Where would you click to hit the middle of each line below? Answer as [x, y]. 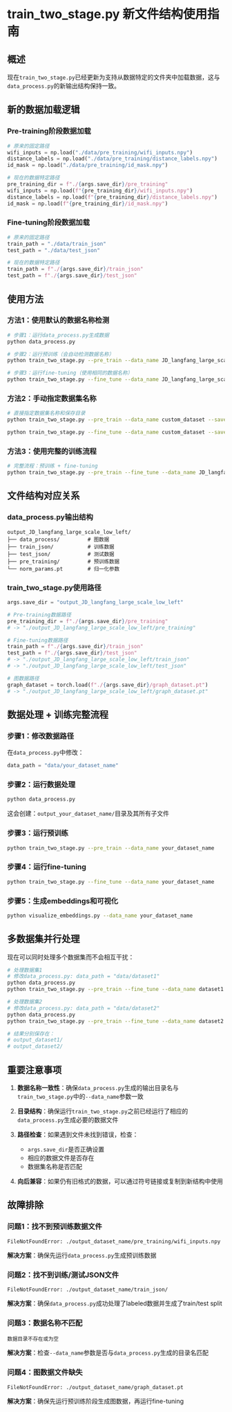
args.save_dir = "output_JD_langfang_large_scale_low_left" [96, 602]
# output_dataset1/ [35, 1040]
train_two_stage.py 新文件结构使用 [107, 14]
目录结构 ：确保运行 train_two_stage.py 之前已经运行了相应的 [103, 1111]
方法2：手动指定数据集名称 [52, 398]
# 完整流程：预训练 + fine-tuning [52, 466]
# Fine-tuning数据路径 [38, 640]
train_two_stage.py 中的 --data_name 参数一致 [80, 1096]
